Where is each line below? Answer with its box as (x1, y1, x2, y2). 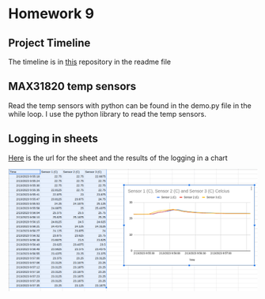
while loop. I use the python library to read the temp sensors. (8, 109, 207, 118)
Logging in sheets (8, 132, 99, 146)
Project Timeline (8, 36, 91, 50)
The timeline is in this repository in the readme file (8, 57, 172, 66)
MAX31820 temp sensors (8, 80, 137, 93)
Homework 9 (8, 5, 95, 23)
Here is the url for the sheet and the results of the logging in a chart (8, 153, 228, 163)
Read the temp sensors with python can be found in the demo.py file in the (8, 100, 252, 110)
